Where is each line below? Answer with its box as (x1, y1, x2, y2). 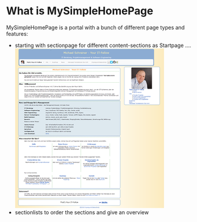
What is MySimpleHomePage (6, 4, 154, 18)
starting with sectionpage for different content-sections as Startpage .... (14, 42, 192, 49)
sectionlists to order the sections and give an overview (14, 208, 149, 215)
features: (6, 30, 29, 37)
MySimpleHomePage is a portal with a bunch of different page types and (6, 24, 185, 31)
